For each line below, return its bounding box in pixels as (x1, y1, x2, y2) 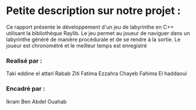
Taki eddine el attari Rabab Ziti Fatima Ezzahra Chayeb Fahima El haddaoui (6, 70, 187, 77)
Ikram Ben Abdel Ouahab (6, 98, 67, 105)
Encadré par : (6, 85, 45, 93)
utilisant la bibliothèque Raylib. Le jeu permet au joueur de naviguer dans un (6, 29, 190, 36)
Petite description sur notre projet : (6, 4, 181, 18)
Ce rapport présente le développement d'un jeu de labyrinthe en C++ (6, 23, 174, 30)
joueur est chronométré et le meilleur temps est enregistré (6, 42, 147, 49)
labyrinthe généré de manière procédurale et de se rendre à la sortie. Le (6, 36, 181, 43)
